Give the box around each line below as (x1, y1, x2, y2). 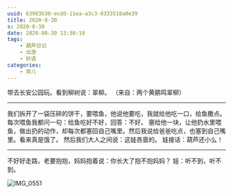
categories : (7, 62, 42, 69)
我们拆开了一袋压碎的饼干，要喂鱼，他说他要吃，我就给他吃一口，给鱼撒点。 (7, 109, 226, 118)
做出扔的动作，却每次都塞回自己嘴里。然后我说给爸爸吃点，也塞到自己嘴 (19, 126, 226, 135)
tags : (7, 36, 23, 43)
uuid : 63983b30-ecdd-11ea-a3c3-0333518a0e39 (7, 10, 138, 17)
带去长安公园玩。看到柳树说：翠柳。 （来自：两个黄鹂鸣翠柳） (7, 88, 185, 96)
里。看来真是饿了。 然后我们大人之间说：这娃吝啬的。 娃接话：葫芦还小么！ (7, 135, 223, 143)
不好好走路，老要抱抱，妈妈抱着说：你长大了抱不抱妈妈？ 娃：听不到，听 (7, 157, 216, 165)
